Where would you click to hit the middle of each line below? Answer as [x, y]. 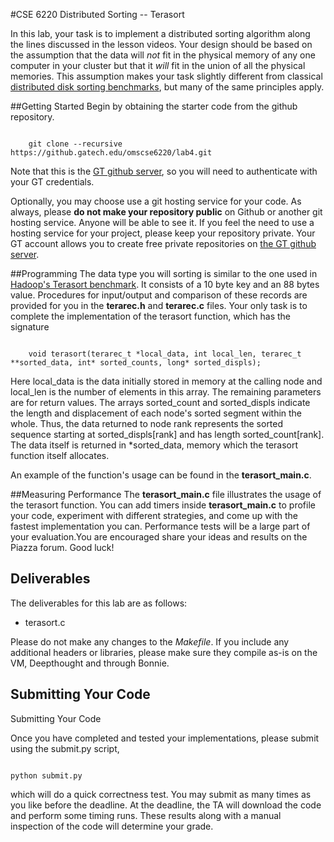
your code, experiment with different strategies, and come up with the [154, 515]
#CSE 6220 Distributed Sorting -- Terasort [97, 14]
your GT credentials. [52, 182]
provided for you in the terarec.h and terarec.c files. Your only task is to [159, 305]
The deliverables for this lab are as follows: [99, 603]
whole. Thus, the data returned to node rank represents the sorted [147, 423]
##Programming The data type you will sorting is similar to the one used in [164, 273]
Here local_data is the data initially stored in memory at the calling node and [166, 381]
